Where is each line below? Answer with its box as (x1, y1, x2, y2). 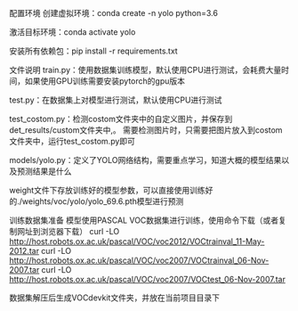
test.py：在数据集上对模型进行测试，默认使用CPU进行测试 (9, 94, 222, 105)
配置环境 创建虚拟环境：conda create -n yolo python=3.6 (9, 8, 218, 18)
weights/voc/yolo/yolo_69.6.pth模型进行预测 (21, 196, 184, 207)
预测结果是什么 (16, 166, 72, 176)
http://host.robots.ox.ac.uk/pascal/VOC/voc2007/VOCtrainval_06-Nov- (9, 255, 270, 266)
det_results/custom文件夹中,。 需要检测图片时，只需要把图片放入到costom (9, 125, 283, 135)
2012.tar (9, 246, 40, 256)
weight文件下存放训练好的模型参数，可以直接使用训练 (9, 185, 206, 195)
